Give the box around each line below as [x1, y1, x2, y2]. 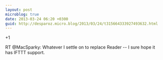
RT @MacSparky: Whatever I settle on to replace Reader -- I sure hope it [5, 44, 155, 50]
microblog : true [5, 12, 39, 17]
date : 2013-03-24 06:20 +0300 [5, 16, 69, 21]
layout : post [5, 7, 33, 12]
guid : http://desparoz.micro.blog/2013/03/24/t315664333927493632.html [5, 21, 158, 26]
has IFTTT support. [5, 50, 45, 56]
